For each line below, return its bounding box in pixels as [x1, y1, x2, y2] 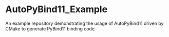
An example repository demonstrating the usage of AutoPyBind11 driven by [5, 20, 164, 26]
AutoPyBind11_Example [5, 4, 108, 15]
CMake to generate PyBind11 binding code [5, 25, 95, 31]
